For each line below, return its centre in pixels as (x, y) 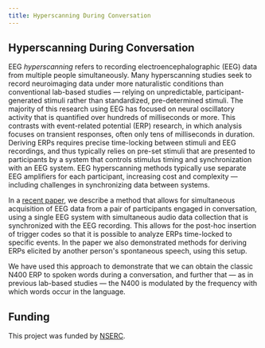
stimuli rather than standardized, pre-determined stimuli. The (143, 101)
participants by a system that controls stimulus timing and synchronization (130, 160)
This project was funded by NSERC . (67, 336)
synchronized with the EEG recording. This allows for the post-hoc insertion (132, 226)
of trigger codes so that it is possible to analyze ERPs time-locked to (120, 234)
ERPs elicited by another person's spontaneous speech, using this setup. (128, 251)
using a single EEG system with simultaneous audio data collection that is (129, 217)
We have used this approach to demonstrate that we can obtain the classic (131, 266)
